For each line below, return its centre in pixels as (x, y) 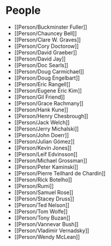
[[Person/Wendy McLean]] (47, 236)
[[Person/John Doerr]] (41, 135)
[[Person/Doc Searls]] (41, 65)
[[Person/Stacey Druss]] (44, 199)
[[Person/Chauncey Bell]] (45, 33)
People (23, 10)
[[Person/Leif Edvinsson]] (46, 154)
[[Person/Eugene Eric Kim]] (48, 90)
